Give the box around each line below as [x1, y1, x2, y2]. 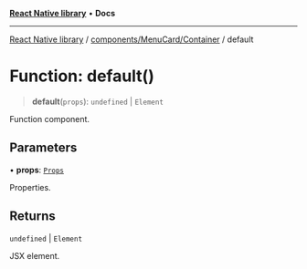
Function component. [9, 113, 90, 124]
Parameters [9, 140, 78, 156]
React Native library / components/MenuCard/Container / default [9, 34, 254, 45]
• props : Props [9, 164, 65, 175]
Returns [9, 209, 57, 224]
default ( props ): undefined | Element [31, 96, 164, 107]
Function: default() [9, 66, 155, 87]
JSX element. [9, 250, 60, 261]
